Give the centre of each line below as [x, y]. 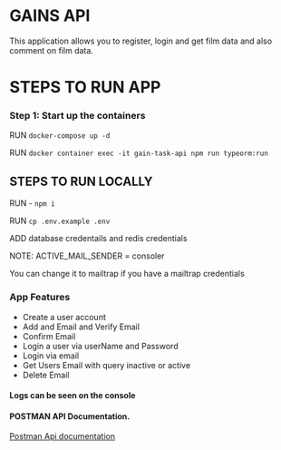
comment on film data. [51, 50]
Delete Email [46, 375]
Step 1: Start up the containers [78, 116]
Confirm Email [49, 336]
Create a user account [64, 317]
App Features [40, 298]
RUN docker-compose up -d [60, 135]
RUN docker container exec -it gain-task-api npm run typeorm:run [139, 153]
